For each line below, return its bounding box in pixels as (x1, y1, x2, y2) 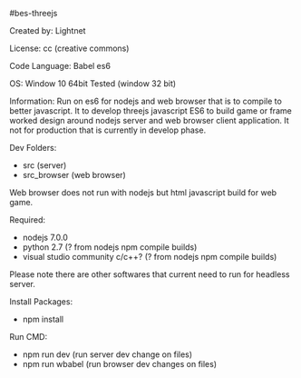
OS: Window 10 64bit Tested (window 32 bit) (9, 78, 177, 89)
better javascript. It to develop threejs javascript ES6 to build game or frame (9, 105, 292, 116)
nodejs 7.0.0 (22, 232, 68, 243)
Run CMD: (9, 332, 48, 342)
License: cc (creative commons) (9, 43, 130, 54)
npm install (22, 313, 64, 324)
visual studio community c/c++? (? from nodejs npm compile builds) (22, 252, 277, 262)
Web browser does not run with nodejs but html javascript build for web (9, 187, 277, 198)
